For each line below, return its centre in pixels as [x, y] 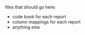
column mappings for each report [46, 22]
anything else [26, 27]
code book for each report [39, 17]
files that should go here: [30, 7]
